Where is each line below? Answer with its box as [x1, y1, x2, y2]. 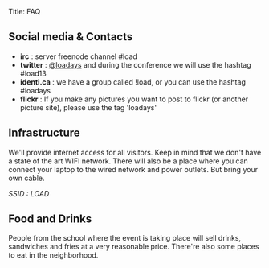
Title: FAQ [8, 7, 41, 16]
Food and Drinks [8, 212, 92, 226]
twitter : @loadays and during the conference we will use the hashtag [19, 60, 251, 69]
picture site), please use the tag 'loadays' [19, 102, 157, 112]
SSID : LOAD [8, 188, 50, 198]
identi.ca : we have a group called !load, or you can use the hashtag [19, 76, 247, 87]
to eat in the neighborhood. [8, 250, 99, 260]
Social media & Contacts [8, 30, 133, 43]
